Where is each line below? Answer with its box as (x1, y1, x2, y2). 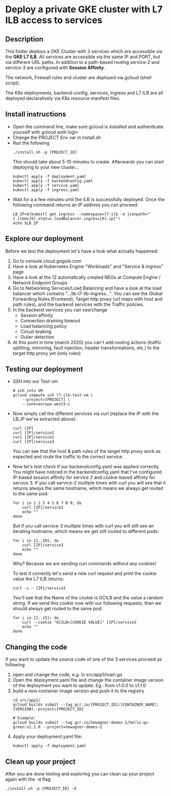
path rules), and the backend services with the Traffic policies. (12, 301, 144, 307)
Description (5, 35, 43, 43)
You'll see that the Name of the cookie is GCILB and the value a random (12, 595, 163, 601)
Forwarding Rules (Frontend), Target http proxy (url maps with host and (12, 296, 163, 302)
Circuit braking (20, 328, 52, 334)
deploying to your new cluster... (12, 164, 79, 170)
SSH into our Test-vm (12, 378, 58, 384)
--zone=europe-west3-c (22, 402, 70, 407)
